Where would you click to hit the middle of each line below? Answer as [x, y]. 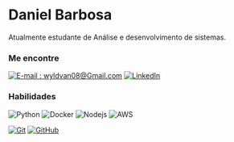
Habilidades [32, 97]
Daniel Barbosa [60, 15]
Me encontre [34, 58]
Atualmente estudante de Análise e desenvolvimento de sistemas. [117, 37]
